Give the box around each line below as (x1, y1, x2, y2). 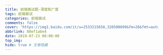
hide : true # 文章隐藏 (5, 43, 48, 47)
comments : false (5, 20, 38, 25)
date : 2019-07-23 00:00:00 (5, 34, 60, 39)
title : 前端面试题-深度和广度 (5, 7, 59, 12)
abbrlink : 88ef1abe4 (5, 29, 47, 34)
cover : (5, 25, 18, 30)
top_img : (5, 38, 23, 43)
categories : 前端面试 (5, 16, 46, 21)
